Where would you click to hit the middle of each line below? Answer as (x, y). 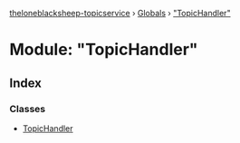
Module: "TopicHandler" (104, 50)
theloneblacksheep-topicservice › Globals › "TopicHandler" (120, 13)
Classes (28, 109)
